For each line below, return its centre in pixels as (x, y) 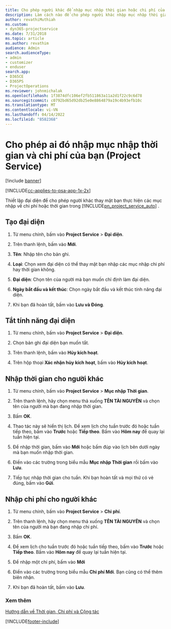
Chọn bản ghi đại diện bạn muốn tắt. (51, 343)
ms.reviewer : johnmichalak (34, 91)
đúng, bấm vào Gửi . (33, 483)
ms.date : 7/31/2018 (26, 34)
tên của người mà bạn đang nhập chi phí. (55, 527)
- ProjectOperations (27, 86)
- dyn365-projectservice (32, 29)
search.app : (18, 72)
